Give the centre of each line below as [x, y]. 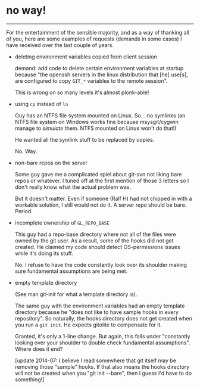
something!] [29, 379]
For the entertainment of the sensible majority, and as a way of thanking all [98, 32]
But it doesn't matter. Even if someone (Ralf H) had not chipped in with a [103, 198]
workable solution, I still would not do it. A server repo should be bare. [101, 205]
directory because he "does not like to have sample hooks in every [96, 312]
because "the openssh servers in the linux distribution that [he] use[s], [101, 74]
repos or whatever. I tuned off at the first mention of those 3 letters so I [102, 181]
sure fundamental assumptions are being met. [71, 271]
